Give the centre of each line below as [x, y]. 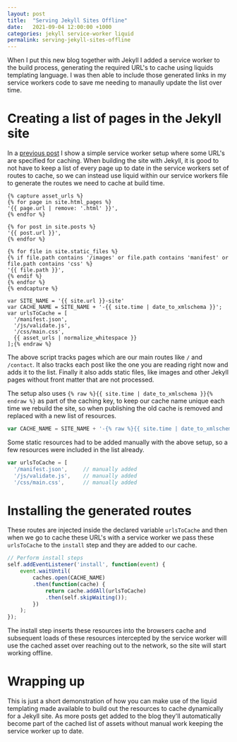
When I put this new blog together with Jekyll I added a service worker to [114, 60]
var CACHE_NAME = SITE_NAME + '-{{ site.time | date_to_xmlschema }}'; [115, 308]
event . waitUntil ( [45, 571]
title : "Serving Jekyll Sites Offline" [68, 20]
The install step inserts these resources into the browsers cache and [107, 631]
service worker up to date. [45, 731]
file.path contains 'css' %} [50, 264]
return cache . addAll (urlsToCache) [96, 591]
